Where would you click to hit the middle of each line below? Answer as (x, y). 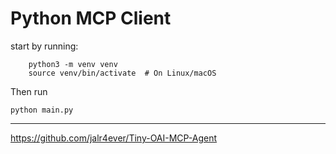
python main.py (42, 110)
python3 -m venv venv (73, 64)
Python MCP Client (91, 18)
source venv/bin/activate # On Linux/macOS (122, 73)
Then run (29, 91)
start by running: (44, 46)
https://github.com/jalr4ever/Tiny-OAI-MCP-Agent (114, 138)
